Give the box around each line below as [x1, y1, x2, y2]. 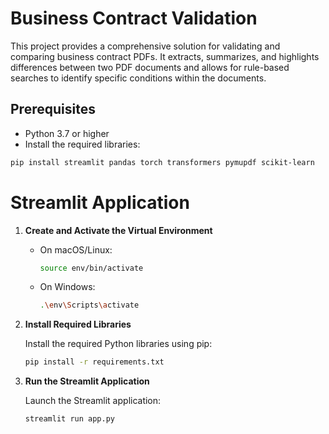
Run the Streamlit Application [24, 375, 150, 387]
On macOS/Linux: [39, 243, 113, 256]
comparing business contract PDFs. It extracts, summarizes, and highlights [10, 50, 320, 62]
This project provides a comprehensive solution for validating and [10, 40, 281, 52]
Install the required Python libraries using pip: [24, 338, 213, 350]
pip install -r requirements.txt [24, 357, 165, 367]
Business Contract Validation [10, 7, 258, 30]
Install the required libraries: [24, 138, 141, 150]
